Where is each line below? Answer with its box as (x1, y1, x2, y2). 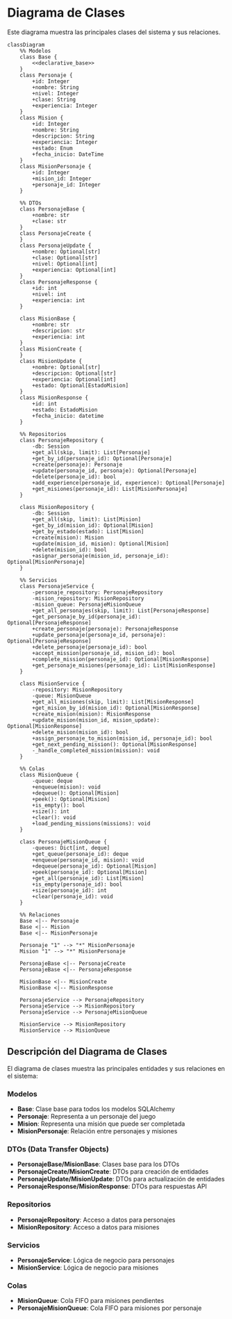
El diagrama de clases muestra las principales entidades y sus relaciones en (7, 1064, 226, 1072)
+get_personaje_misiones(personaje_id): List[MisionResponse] (32, 662, 216, 669)
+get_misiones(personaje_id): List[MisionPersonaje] (32, 485, 188, 492)
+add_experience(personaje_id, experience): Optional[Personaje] (32, 479, 226, 486)
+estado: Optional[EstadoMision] (32, 382, 129, 389)
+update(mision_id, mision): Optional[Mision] (32, 540, 169, 547)
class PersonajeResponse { (19, 278, 98, 286)
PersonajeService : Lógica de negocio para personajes (17, 1256, 175, 1264)
